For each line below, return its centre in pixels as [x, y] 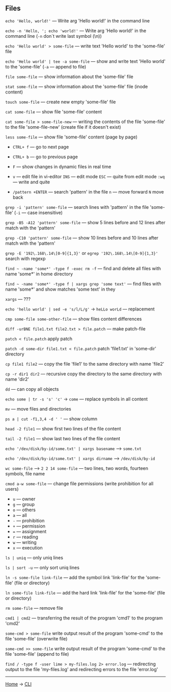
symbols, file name [25, 473]
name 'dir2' [17, 379]
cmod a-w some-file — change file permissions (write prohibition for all [79, 483]
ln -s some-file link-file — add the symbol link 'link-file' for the [75, 577]
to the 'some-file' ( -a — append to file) [46, 66]
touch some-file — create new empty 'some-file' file [61, 102]
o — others [24, 510]
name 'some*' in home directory [39, 274]
